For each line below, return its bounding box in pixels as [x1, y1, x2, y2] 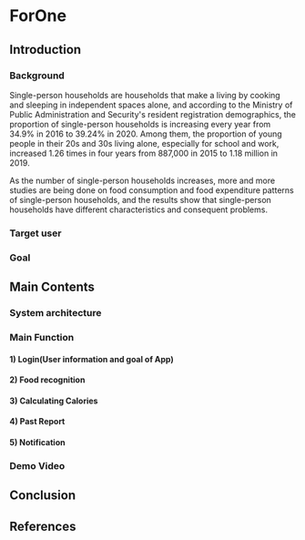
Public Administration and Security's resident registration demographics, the [9, 108, 296, 119]
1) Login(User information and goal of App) [9, 353, 175, 364]
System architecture [9, 307, 102, 320]
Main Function [9, 331, 75, 343]
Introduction [9, 42, 82, 57]
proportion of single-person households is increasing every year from [9, 118, 271, 129]
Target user [9, 227, 62, 239]
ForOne [9, 5, 66, 26]
